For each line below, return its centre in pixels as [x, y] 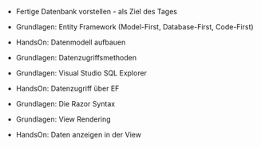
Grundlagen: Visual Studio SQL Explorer [81, 73]
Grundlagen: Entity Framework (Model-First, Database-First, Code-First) [134, 27]
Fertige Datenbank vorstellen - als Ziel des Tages [97, 12]
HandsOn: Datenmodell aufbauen [71, 42]
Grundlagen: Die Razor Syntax [65, 104]
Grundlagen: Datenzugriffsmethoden [76, 58]
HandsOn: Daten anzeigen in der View [79, 135]
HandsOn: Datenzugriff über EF [67, 88]
